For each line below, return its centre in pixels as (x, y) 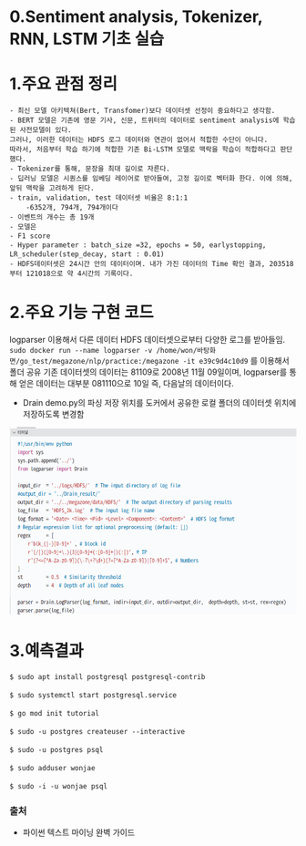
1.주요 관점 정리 (64, 84)
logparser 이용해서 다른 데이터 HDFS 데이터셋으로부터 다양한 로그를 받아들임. (148, 340)
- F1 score (30, 236)
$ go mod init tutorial (55, 714)
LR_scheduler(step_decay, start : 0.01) (87, 254)
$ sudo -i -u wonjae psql (58, 787)
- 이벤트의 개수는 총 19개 (52, 217)
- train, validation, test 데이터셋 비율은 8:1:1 (99, 198)
